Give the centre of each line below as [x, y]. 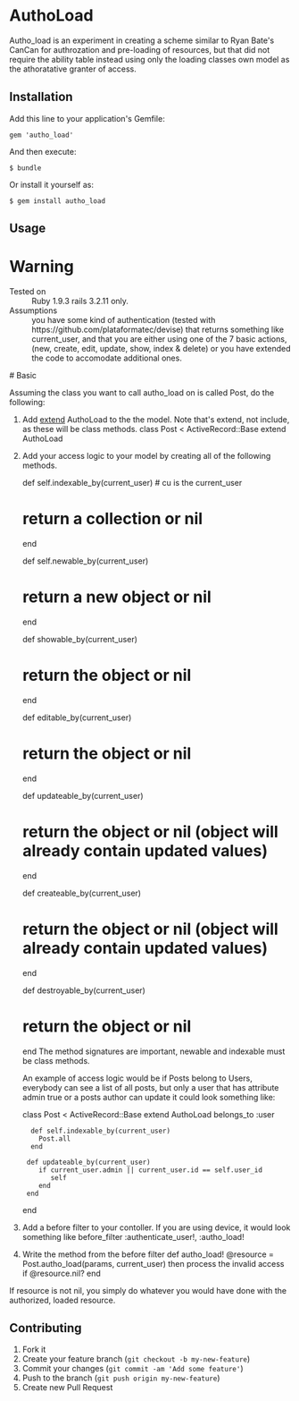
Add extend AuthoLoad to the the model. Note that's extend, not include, [156, 420]
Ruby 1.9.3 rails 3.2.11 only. [80, 301]
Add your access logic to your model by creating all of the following [146, 456]
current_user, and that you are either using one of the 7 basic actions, [159, 339]
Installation [41, 97]
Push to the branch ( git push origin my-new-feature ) [121, 1378]
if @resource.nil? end [61, 1273]
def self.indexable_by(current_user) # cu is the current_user [132, 483]
